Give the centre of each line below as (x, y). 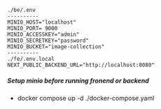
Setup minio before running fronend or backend (78, 80)
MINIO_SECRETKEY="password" (48, 41)
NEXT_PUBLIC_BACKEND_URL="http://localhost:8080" (81, 65)
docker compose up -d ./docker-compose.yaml (86, 98)
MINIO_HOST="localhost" (42, 22)
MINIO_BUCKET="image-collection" (56, 47)
